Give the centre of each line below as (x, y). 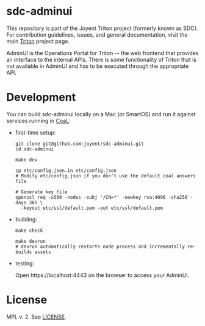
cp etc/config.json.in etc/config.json (66, 170)
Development (41, 98)
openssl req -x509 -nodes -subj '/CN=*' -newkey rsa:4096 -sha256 (101, 197)
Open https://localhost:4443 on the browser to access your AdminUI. (102, 275)
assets (43, 252)
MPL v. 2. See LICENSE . (36, 317)
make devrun (30, 241)
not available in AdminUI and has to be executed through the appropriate (98, 66)
